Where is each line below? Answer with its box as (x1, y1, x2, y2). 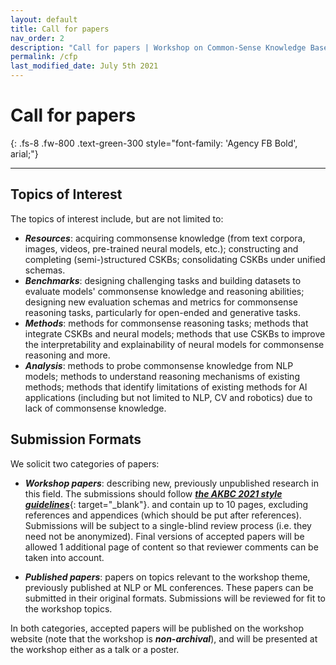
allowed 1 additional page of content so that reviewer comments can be (24, 541, 319, 553)
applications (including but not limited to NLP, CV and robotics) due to (24, 391, 313, 403)
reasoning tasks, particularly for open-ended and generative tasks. (24, 306, 302, 318)
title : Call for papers (10, 24, 110, 34)
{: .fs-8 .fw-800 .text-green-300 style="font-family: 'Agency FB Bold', (10, 137, 298, 149)
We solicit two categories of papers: (10, 457, 160, 470)
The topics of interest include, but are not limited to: (10, 212, 224, 225)
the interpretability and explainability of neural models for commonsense (24, 338, 325, 350)
